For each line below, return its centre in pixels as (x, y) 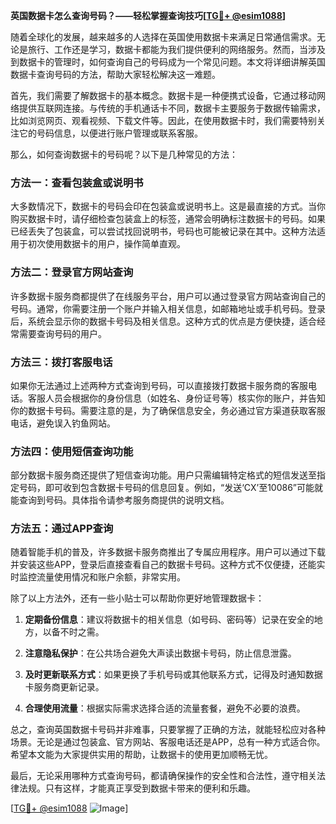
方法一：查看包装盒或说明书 (77, 182)
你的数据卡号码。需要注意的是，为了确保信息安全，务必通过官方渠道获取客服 (168, 410)
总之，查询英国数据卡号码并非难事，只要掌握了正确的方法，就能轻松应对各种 (168, 730)
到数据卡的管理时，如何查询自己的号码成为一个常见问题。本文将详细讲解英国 (168, 62)
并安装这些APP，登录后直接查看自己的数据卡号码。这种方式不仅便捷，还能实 (168, 565)
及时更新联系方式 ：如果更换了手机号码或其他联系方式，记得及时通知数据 (173, 675)
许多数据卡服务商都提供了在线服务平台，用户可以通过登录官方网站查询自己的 (168, 296)
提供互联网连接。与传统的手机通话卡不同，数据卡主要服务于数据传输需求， (172, 108)
